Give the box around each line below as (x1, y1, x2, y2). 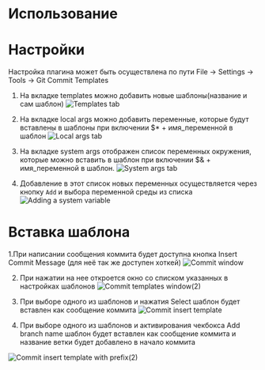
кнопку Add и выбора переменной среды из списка (19, 187, 193, 197)
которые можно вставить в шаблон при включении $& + (19, 155, 211, 164)
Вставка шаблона (8, 223, 131, 241)
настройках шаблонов (19, 281, 96, 291)
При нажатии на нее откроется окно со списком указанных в (19, 274, 229, 283)
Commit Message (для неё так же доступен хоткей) (8, 258, 182, 267)
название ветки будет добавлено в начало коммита (19, 338, 196, 347)
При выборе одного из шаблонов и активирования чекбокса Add (19, 321, 240, 330)
